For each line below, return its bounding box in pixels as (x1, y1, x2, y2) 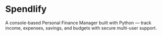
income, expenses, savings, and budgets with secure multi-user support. (5, 25, 157, 31)
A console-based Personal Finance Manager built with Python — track (5, 20, 151, 26)
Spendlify (5, 3, 47, 15)
